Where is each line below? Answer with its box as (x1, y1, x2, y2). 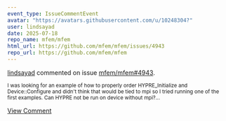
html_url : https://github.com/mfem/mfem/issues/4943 (7, 43, 165, 50)
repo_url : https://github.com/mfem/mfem (7, 50, 128, 57)
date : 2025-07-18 (7, 29, 58, 37)
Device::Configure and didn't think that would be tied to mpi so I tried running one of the (7, 88, 220, 95)
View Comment (7, 106, 52, 115)
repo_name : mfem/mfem (7, 36, 71, 43)
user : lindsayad (7, 23, 55, 30)
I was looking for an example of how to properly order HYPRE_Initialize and (7, 82, 188, 89)
